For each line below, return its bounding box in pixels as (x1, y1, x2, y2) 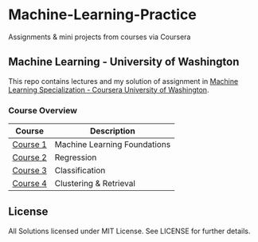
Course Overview (8, 105, 78, 116)
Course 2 (12, 152, 48, 163)
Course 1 (12, 139, 48, 150)
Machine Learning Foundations (54, 139, 171, 150)
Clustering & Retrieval (54, 178, 135, 189)
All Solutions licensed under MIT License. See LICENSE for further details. (8, 226, 251, 236)
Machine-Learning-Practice (8, 6, 197, 24)
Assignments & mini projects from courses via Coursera (8, 32, 191, 42)
